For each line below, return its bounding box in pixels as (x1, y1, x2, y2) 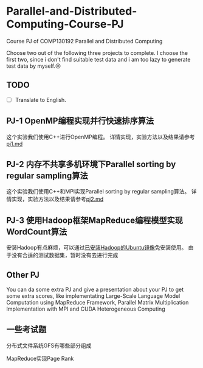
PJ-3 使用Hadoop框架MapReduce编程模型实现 (6, 215, 184, 225)
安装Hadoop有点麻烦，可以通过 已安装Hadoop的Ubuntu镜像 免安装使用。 (6, 244, 187, 251)
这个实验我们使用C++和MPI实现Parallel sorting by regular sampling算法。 (6, 188, 190, 195)
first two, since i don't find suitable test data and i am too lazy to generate (6, 56, 191, 63)
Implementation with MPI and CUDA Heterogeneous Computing (6, 305, 165, 312)
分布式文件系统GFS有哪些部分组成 (6, 342, 92, 349)
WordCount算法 (6, 226, 67, 237)
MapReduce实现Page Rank (6, 355, 74, 362)
